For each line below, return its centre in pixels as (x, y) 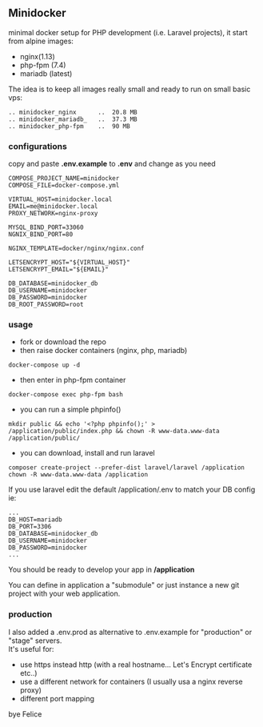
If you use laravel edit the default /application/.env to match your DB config (132, 490)
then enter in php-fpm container (73, 380)
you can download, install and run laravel (87, 453)
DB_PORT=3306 (30, 527)
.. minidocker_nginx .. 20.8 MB (73, 112)
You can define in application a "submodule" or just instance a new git (124, 585)
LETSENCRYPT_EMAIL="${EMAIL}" (59, 270)
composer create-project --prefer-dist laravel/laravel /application (127, 468)
